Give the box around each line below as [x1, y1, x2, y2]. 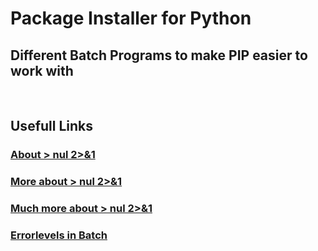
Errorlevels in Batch [10, 228, 108, 242]
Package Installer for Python [10, 7, 252, 30]
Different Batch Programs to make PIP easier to [10, 47, 308, 64]
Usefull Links [10, 118, 94, 135]
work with [10, 62, 74, 79]
